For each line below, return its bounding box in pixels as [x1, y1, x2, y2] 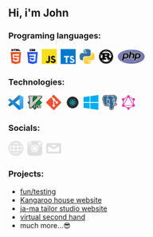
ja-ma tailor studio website [19, 203, 108, 213]
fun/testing [19, 187, 57, 196]
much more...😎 [19, 220, 72, 230]
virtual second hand [19, 211, 86, 222]
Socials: [8, 122, 41, 133]
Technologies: [8, 76, 65, 87]
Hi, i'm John [8, 6, 69, 20]
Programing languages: [8, 30, 101, 41]
